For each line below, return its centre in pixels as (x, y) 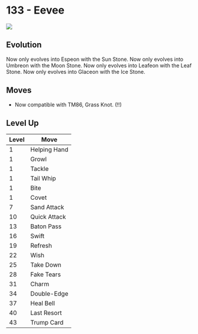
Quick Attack (48, 217)
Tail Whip (43, 179)
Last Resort (46, 313)
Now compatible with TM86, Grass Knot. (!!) (68, 105)
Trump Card (47, 323)
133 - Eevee (35, 10)
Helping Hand (49, 150)
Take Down (46, 265)
